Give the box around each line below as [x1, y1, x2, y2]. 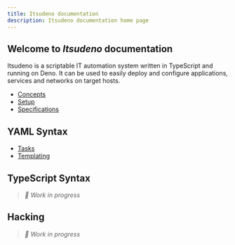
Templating [17, 152, 51, 161]
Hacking [7, 211, 45, 223]
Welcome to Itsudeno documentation [7, 43, 173, 55]
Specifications [17, 105, 60, 113]
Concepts [17, 90, 46, 99]
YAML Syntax [7, 125, 68, 137]
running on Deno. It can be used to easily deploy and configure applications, [7, 69, 228, 77]
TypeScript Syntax [7, 172, 91, 184]
